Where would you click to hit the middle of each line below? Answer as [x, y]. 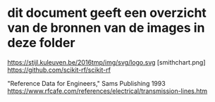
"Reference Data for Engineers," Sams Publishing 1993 [86, 83]
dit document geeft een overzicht [107, 13]
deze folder [41, 43]
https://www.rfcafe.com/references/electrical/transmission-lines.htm [107, 91]
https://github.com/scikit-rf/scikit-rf [59, 70]
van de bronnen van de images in [106, 28]
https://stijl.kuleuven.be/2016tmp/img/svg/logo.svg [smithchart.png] [106, 62]
